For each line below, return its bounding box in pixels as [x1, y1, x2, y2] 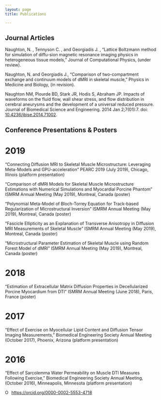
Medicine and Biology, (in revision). [5, 82, 75, 88]
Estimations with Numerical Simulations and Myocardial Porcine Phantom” [5, 186, 152, 192]
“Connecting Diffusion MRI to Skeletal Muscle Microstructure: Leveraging [5, 161, 151, 167]
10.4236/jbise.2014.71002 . [5, 112, 58, 118]
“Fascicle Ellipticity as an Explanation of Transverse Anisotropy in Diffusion [5, 220, 154, 226]
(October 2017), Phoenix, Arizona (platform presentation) [5, 337, 118, 343]
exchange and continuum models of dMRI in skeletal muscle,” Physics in [5, 77, 149, 82]
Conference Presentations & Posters [5, 126, 117, 134]
